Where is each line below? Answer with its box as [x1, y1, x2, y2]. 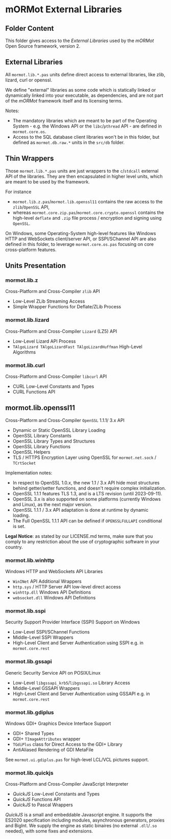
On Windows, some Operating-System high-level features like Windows [5, 230, 156, 236]
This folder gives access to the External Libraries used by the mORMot [5, 37, 154, 44]
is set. [12, 523, 26, 529]
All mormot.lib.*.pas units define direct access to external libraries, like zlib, [5, 71, 165, 77]
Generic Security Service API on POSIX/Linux [5, 669, 101, 676]
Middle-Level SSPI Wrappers [12, 634, 74, 641]
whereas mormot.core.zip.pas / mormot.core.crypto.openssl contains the [12, 209, 164, 216]
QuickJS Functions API [12, 796, 61, 803]
